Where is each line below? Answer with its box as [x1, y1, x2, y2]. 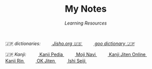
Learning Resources [64, 20, 107, 26]
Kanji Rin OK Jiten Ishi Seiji [5, 57, 86, 64]
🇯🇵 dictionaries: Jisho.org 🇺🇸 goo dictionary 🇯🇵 [5, 40, 135, 47]
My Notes [64, 3, 107, 15]
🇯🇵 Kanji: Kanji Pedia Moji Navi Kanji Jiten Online [5, 51, 146, 57]
